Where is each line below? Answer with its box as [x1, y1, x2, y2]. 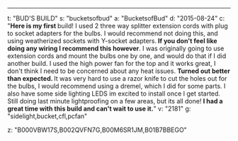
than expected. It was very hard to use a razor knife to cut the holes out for [7, 74, 227, 82]
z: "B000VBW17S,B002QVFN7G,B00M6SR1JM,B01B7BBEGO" [7, 125, 188, 134]
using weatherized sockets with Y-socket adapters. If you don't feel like [7, 37, 217, 45]
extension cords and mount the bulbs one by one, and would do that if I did [7, 52, 227, 60]
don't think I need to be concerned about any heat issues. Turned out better [7, 67, 230, 75]
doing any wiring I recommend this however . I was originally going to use [7, 44, 225, 52]
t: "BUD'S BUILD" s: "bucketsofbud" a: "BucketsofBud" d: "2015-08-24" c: [7, 14, 225, 22]
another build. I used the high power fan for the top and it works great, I [7, 60, 216, 67]
